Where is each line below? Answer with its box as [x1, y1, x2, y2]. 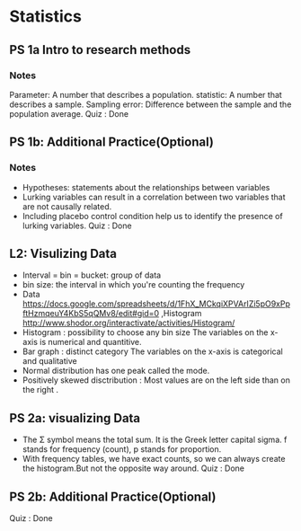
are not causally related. [22, 200, 112, 212]
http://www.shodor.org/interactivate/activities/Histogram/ [22, 317, 235, 329]
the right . [22, 385, 58, 395]
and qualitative [22, 356, 78, 367]
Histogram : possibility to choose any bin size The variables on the [22, 327, 269, 338]
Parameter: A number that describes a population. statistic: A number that [9, 89, 283, 100]
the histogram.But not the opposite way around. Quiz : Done [22, 463, 245, 473]
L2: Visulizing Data [9, 245, 118, 261]
